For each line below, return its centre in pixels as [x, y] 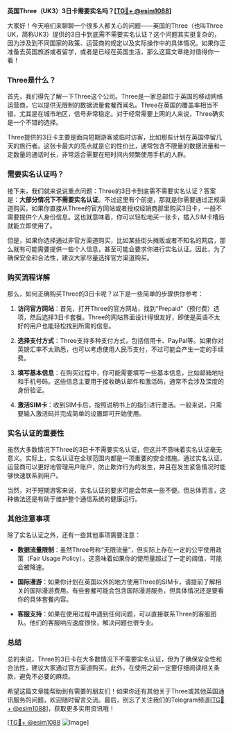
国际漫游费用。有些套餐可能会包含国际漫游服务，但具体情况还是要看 [127, 591]
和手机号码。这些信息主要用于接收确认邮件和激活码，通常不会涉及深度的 [120, 381]
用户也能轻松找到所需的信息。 [72, 326]
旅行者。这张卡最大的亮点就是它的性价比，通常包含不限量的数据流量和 [119, 146]
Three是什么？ [32, 80]
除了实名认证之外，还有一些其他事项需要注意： [74, 535]
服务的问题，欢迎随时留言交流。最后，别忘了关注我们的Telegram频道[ [113, 700]
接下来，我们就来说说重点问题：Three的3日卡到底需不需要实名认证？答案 [112, 191]
